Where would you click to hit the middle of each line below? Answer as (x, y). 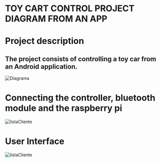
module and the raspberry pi (64, 108)
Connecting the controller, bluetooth (80, 98)
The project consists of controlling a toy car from (81, 59)
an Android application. (41, 66)
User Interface (35, 141)
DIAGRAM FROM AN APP (56, 19)
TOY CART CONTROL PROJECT (70, 9)
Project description (45, 41)
